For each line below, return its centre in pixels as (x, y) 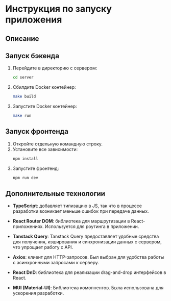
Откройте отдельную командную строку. (58, 144)
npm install (25, 159)
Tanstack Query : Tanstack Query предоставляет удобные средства (86, 236)
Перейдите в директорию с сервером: (55, 68)
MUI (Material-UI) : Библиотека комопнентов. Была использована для (88, 288)
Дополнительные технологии (55, 194)
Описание (22, 39)
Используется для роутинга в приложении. (92, 227)
